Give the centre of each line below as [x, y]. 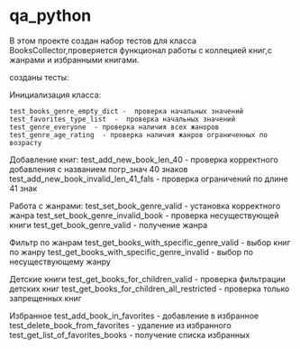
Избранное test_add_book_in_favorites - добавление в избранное [134, 316]
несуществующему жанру [60, 262]
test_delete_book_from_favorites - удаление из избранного [120, 325]
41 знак [23, 188]
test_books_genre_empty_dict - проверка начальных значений [127, 111]
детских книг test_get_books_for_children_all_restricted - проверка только [150, 289]
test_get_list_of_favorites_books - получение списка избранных [130, 335]
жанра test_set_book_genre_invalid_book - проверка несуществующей [144, 215]
